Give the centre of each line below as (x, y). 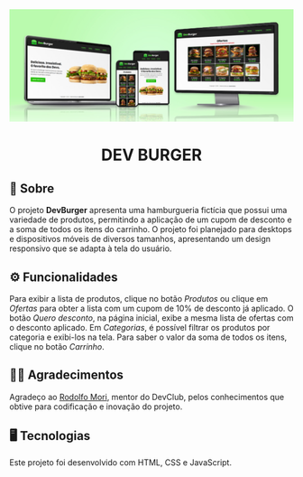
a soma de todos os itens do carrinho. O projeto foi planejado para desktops (151, 229)
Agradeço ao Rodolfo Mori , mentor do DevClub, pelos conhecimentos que (147, 397)
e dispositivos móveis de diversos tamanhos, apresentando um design (140, 239)
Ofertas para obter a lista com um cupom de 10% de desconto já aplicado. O (151, 309)
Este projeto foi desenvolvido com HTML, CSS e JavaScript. (121, 462)
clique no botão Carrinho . (57, 347)
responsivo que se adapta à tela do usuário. (91, 248)
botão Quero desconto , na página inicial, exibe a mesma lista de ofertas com (151, 318)
